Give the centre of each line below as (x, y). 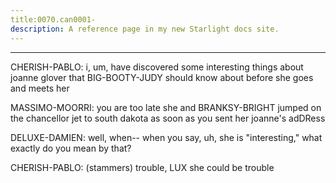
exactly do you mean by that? (71, 148)
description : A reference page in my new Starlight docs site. (145, 29)
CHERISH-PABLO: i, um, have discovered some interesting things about (157, 67)
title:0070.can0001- (53, 19)
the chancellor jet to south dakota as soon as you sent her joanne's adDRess (168, 118)
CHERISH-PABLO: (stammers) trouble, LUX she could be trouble (142, 167)
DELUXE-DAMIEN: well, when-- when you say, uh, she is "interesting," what (166, 137)
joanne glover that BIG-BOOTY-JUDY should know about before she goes (162, 77)
